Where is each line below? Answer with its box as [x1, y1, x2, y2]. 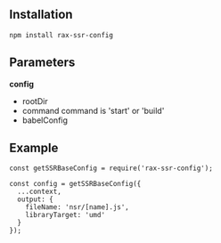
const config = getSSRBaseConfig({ [9, 180, 142, 189]
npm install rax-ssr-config [9, 30, 114, 39]
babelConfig [21, 115, 69, 126]
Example [9, 141, 59, 156]
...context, [17, 187, 62, 197]
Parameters [9, 55, 76, 70]
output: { [17, 195, 53, 204]
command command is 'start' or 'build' [21, 105, 165, 116]
